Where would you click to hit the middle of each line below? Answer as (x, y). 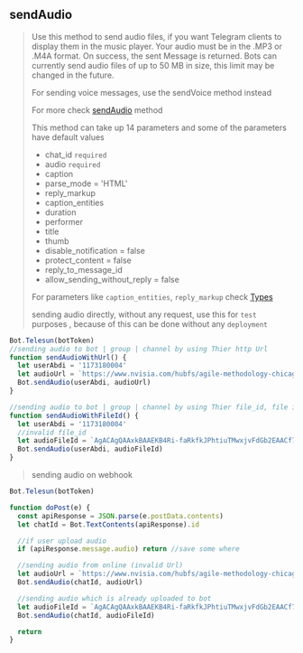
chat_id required (76, 154)
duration (60, 212)
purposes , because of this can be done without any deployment (149, 323)
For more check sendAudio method (97, 110)
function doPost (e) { (50, 508)
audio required (73, 164)
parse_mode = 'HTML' (86, 183)
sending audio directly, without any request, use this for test (144, 314)
